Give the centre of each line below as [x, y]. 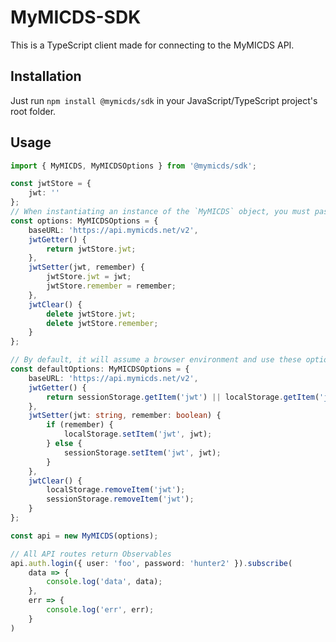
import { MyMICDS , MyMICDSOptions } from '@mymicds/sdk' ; [133, 166]
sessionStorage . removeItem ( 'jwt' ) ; [120, 499]
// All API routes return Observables [91, 554]
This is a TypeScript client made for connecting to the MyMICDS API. [152, 45]
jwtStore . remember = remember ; [111, 286]
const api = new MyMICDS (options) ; [84, 536]
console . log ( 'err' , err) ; [100, 610]
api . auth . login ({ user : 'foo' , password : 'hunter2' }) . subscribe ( [151, 563]
